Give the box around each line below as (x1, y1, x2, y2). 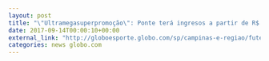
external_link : (8, 33, 59, 42)
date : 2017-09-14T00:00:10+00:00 (8, 26, 120, 34)
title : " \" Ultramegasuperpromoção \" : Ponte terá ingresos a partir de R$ (8, 19, 260, 27)
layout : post (8, 11, 52, 20)
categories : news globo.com (8, 41, 102, 49)
